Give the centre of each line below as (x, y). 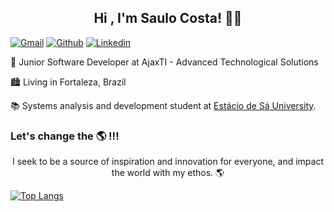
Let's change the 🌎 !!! (65, 136)
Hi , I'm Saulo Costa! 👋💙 (168, 18)
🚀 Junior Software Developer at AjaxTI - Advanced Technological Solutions (164, 62)
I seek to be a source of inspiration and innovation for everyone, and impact (168, 162)
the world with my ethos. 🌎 (168, 173)
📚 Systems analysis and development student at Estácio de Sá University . (163, 105)
